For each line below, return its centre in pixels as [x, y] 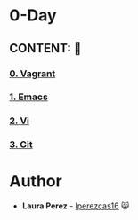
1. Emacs [29, 97]
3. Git [21, 145]
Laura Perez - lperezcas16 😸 [76, 206]
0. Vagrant [32, 74]
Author [36, 181]
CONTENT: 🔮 [45, 48]
